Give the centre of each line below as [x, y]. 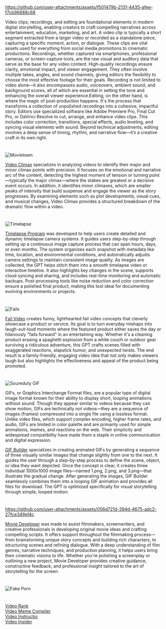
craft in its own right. [26, 138]
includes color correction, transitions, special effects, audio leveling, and [79, 122]
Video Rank [17, 606]
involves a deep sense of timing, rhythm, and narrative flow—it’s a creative [81, 132]
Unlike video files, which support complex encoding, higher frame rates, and [83, 419]
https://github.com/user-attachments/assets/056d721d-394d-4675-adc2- [81, 509]
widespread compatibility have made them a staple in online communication [83, 435]
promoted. [16, 366]
